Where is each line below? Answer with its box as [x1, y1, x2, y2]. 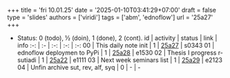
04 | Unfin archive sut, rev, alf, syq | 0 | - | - [17, 64, 141, 71]
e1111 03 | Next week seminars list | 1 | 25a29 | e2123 [73, 56, 223, 64]
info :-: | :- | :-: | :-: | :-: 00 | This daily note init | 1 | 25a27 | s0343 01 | [17, 41, 215, 49]
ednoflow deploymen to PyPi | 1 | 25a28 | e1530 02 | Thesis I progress [17, 48, 217, 57]
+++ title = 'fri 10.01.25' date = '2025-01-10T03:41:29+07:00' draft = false [7, 6, 216, 14]
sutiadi [17, 56, 37, 64]
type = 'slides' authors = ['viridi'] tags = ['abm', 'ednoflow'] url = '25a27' [7, 13, 213, 21]
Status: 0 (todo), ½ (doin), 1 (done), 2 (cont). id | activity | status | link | [17, 34, 218, 42]
